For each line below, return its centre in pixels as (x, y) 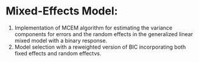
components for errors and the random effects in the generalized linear (103, 34)
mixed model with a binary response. (61, 40)
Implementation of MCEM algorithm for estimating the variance (93, 28)
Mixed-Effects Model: (62, 11)
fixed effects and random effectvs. (58, 53)
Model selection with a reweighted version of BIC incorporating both (100, 47)
